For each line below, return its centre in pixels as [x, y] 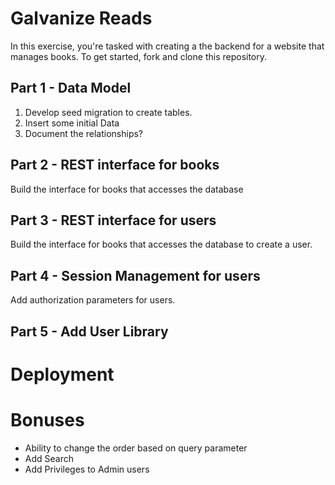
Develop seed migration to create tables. [108, 112]
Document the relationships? [84, 133]
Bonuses [47, 419]
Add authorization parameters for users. [93, 300]
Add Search [49, 458]
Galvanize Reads [81, 18]
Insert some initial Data [72, 123]
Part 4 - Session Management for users [135, 275]
